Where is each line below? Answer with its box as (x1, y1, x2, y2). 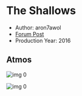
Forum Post (15, 30, 44, 37)
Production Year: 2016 (15, 37, 71, 44)
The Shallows (6, 4, 76, 18)
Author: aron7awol (15, 24, 61, 31)
